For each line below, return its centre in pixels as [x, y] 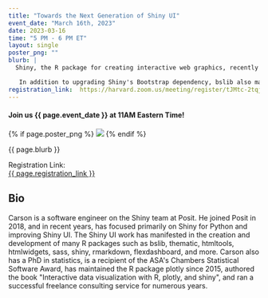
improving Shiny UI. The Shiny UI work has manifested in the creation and [129, 234]
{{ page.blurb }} [34, 149]
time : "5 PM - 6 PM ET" [48, 38]
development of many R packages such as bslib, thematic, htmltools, [121, 243]
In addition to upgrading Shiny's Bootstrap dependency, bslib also [135, 82]
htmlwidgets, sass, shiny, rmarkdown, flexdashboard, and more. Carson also [134, 252]
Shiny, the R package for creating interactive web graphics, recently [137, 68]
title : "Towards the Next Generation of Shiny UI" [94, 16]
